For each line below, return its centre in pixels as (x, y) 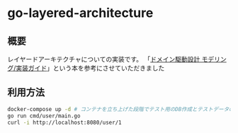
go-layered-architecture (80, 13)
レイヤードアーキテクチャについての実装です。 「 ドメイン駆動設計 (104, 59)
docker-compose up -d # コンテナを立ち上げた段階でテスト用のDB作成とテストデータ (118, 109)
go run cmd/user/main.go (44, 116)
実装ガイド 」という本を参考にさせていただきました (90, 68)
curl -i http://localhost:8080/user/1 (64, 122)
